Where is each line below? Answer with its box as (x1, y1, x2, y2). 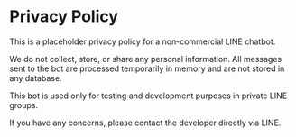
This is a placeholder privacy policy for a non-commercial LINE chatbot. (9, 36, 276, 47)
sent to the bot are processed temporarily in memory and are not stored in (9, 63, 285, 74)
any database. (9, 72, 62, 83)
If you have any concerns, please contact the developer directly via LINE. (9, 117, 282, 128)
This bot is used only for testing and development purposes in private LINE (9, 90, 288, 101)
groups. (9, 99, 39, 110)
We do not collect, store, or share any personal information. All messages (9, 53, 282, 64)
